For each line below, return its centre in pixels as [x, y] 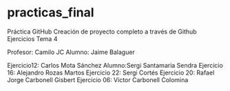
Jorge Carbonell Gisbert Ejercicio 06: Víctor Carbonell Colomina [98, 79]
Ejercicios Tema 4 [32, 38]
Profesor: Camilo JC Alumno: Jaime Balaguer [71, 52]
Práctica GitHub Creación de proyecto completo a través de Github [102, 31]
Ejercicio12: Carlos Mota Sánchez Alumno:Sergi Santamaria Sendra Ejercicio [115, 65]
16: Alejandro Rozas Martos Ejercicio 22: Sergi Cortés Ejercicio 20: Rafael [111, 73]
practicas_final [51, 13]
